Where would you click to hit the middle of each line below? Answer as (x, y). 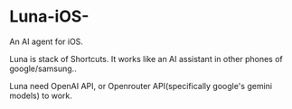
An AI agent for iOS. (47, 41)
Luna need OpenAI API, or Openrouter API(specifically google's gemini (141, 86)
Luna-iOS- (49, 17)
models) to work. (41, 95)
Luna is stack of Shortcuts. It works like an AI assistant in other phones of (146, 59)
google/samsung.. (43, 68)
